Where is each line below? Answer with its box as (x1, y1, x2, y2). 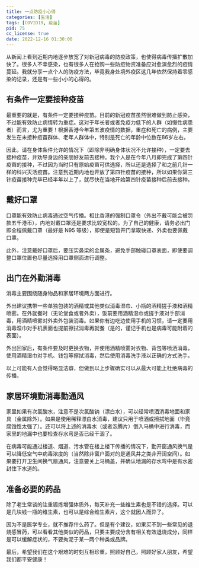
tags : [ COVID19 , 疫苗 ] (6, 20, 60, 25)
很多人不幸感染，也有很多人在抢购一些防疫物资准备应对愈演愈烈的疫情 (21, 60, 193, 68)
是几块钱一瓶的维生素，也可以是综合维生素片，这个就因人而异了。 (6, 508, 167, 516)
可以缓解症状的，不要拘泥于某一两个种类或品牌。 (11, 536, 131, 543)
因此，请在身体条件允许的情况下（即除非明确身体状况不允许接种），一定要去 (6, 146, 191, 153)
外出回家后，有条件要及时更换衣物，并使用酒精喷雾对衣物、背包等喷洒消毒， (6, 344, 193, 352)
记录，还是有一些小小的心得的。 (16, 75, 95, 82)
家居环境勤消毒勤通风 (6, 391, 84, 401)
